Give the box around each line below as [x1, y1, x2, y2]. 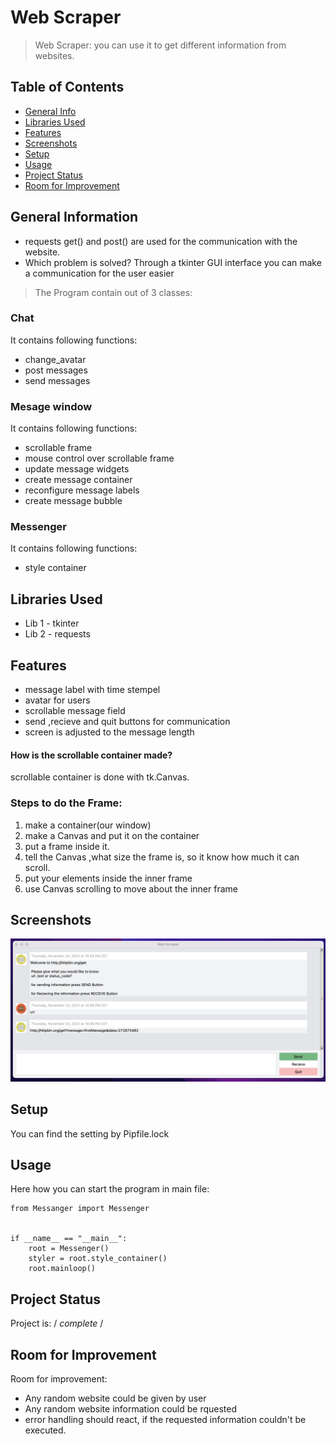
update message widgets [24, 463, 130, 475]
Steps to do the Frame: [10, 796, 123, 810]
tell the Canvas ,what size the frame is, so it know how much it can [24, 851, 300, 863]
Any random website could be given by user [24, 1392, 207, 1405]
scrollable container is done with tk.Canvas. [10, 771, 190, 783]
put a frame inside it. [24, 840, 110, 852]
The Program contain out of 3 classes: [34, 286, 193, 298]
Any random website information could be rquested [24, 1403, 238, 1415]
